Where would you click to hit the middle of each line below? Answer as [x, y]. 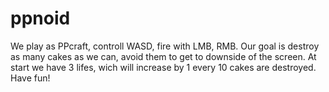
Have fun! [30, 78]
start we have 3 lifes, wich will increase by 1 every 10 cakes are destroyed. [163, 67]
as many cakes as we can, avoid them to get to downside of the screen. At [163, 56]
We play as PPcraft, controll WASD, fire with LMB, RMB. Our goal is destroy [165, 46]
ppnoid [40, 18]
